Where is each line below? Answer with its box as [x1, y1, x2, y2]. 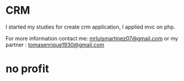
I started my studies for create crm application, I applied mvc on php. [5, 23, 176, 30]
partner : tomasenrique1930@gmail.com [5, 41, 105, 48]
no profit [5, 62, 49, 76]
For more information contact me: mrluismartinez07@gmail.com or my [5, 35, 179, 42]
